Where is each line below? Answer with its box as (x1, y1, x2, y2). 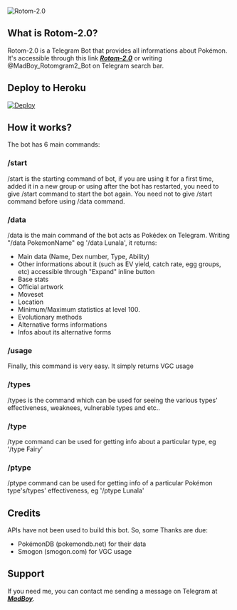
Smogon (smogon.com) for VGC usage (17, 547, 132, 556)
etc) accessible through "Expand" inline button (17, 268, 155, 276)
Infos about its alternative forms (17, 328, 112, 337)
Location (17, 298, 44, 306)
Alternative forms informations (17, 320, 107, 329)
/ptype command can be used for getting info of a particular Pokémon (7, 479, 213, 488)
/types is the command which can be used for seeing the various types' (7, 396, 218, 404)
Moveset (17, 290, 44, 299)
